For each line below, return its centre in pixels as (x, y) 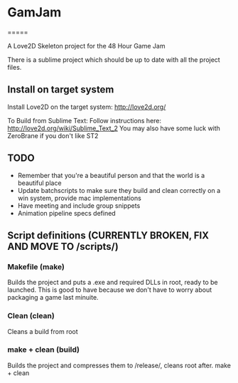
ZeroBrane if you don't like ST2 (53, 135)
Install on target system (61, 90)
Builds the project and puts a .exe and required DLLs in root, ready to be (113, 283)
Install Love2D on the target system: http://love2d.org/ (87, 107)
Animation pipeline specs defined (66, 213)
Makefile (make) (36, 266)
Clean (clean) (31, 316)
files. (15, 67)
